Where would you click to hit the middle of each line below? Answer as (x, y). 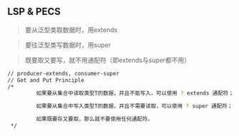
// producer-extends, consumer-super (63, 73)
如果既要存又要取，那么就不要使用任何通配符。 (95, 119)
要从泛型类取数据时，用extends (71, 30)
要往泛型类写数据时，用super (68, 45)
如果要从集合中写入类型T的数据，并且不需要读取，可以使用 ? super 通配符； (134, 106)
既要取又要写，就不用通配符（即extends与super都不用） (108, 60)
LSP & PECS (34, 12)
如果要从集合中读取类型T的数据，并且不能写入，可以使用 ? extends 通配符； (135, 93)
